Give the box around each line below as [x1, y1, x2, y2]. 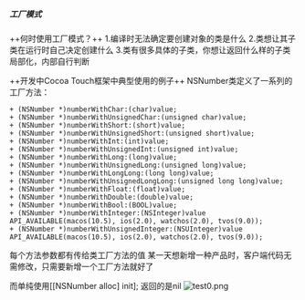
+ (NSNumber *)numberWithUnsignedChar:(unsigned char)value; [9, 112, 247, 122]
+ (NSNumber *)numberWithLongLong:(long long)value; [9, 169, 215, 178]
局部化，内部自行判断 [9, 56, 89, 67]
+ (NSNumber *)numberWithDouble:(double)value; [9, 192, 195, 202]
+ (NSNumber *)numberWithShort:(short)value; [9, 120, 185, 129]
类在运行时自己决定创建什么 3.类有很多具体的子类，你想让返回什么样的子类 [9, 44, 291, 55]
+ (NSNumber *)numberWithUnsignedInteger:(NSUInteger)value [9, 224, 244, 233]
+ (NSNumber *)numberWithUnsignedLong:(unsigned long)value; [9, 160, 247, 170]
